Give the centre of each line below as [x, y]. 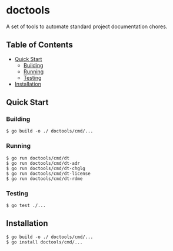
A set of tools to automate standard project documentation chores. [87, 26]
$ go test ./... [26, 206]
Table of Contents [40, 45]
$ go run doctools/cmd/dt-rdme [44, 179]
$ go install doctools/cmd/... [44, 242]
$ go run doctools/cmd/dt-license [49, 174]
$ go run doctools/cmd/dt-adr [43, 163]
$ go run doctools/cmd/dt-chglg [46, 168]
